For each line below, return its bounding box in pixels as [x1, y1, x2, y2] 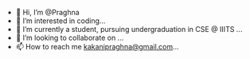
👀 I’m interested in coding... [15, 16, 106, 26]
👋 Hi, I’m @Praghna [15, 8, 80, 17]
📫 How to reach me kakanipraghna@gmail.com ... [15, 42, 179, 51]
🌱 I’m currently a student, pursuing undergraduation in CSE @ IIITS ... [15, 25, 243, 33]
